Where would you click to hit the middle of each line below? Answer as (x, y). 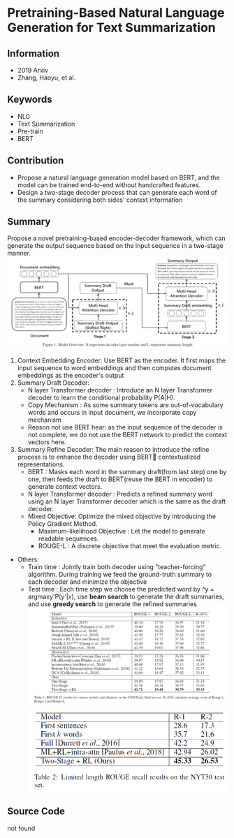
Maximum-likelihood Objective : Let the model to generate (122, 531)
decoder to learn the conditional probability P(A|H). (101, 398)
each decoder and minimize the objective (87, 582)
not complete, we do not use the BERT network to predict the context (127, 435)
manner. (19, 253)
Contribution (36, 161)
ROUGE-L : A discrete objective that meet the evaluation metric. (130, 546)
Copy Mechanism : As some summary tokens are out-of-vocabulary (125, 405)
